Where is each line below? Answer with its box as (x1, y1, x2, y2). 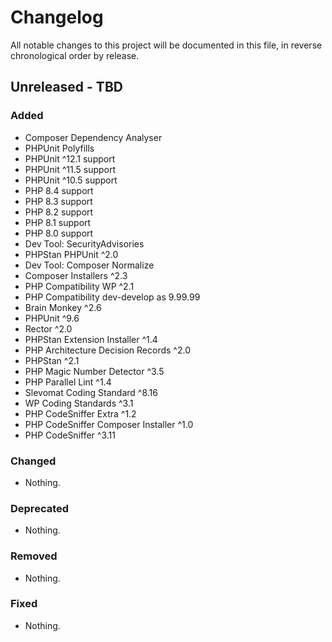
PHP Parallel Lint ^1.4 (24, 376, 112, 388)
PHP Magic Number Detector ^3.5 (24, 365, 165, 377)
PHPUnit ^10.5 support (24, 174, 118, 186)
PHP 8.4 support (24, 184, 94, 196)
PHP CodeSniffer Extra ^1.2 (24, 407, 137, 420)
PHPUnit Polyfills (24, 142, 95, 154)
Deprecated (10, 501, 70, 515)
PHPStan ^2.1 (24, 354, 80, 366)
